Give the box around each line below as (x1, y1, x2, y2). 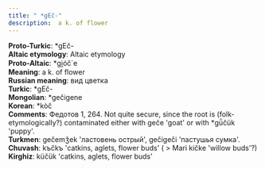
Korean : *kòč (8, 101, 53, 110)
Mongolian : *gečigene (8, 92, 83, 102)
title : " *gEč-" (8, 11, 62, 20)
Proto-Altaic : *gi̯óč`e (8, 58, 78, 67)
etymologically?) (8, 117, 63, 127)
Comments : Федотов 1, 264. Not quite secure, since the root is (8, 109, 216, 119)
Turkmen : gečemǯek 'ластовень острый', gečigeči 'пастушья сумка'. (8, 134, 240, 144)
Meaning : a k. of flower (8, 67, 86, 76)
